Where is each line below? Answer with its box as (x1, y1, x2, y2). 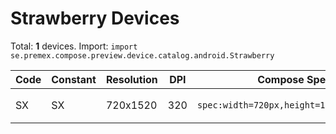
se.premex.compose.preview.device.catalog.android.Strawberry (10, 50, 275, 61)
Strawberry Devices (10, 7, 180, 30)
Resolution (105, 72, 158, 86)
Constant (51, 72, 97, 86)
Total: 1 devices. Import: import (10, 40, 138, 52)
